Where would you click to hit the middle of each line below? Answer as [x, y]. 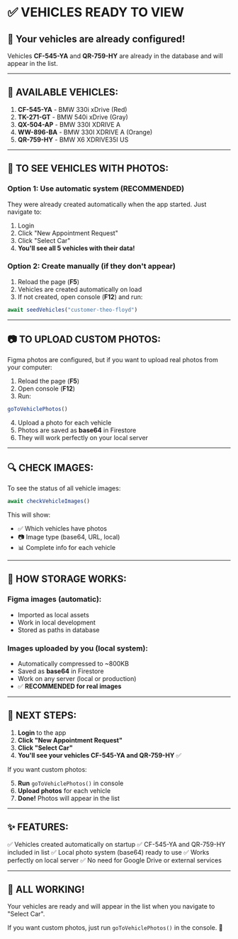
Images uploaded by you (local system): [78, 648]
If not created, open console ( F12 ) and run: [80, 297]
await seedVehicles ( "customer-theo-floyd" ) [73, 310]
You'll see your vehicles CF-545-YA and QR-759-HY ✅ [100, 755]
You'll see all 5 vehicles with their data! [76, 248]
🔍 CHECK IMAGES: [51, 467]
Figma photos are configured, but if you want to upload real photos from [113, 360]
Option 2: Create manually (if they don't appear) [91, 266]
